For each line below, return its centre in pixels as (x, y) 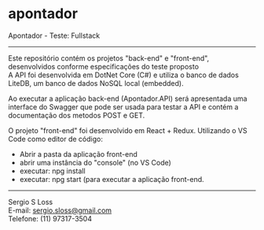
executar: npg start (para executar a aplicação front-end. (112, 179)
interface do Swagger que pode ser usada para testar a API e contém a (123, 106)
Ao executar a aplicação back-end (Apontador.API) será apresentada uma (128, 98)
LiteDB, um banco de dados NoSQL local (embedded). (96, 83)
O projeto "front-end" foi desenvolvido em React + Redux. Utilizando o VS (128, 130)
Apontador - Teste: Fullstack (54, 35)
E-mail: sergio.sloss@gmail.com (60, 210)
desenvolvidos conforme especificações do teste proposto (103, 66)
